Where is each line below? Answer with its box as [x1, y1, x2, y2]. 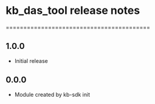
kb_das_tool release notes [5, 4, 140, 18]
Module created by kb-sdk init [14, 91, 91, 98]
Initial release [14, 57, 48, 64]
